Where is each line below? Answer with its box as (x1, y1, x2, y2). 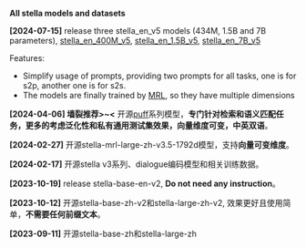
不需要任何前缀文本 (25, 209, 97, 220)
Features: (9, 53, 46, 63)
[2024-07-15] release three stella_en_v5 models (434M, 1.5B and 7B (9, 26, 267, 36)
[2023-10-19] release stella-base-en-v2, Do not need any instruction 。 (9, 178, 280, 189)
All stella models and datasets (9, 8, 126, 18)
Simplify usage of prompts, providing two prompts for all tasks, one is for (22, 70, 297, 81)
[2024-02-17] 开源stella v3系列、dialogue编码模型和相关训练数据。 (9, 159, 264, 170)
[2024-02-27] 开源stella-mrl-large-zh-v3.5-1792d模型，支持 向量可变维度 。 (9, 139, 294, 150)
